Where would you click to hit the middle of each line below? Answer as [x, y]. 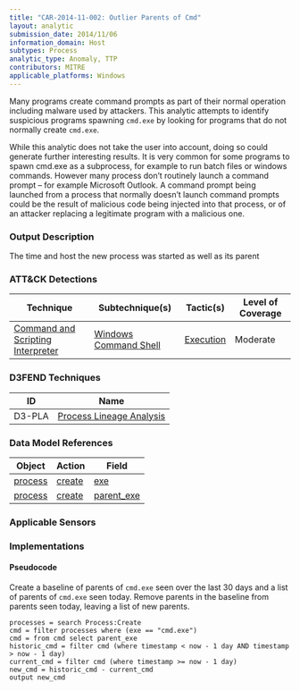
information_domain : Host [57, 42]
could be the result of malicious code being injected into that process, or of [148, 204]
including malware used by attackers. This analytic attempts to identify [139, 110]
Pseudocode [33, 568]
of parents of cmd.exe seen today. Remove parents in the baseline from [139, 596]
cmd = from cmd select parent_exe [74, 638]
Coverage [261, 314]
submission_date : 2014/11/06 [63, 34]
